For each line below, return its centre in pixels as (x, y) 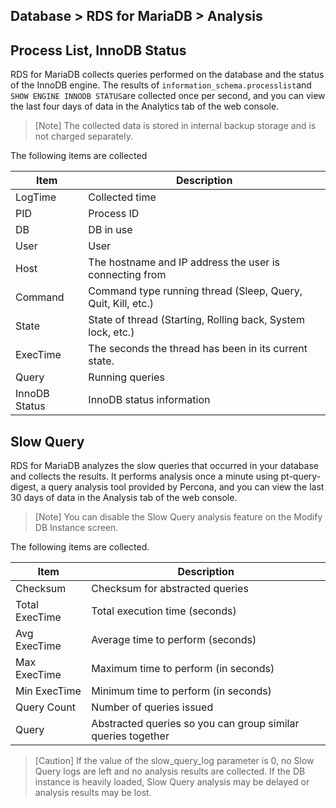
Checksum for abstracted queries (170, 589)
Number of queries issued (152, 707)
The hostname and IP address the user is (184, 262)
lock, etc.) (111, 332)
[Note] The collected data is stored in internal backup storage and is (175, 126)
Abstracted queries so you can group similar (195, 724)
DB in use (110, 230)
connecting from (127, 275)
